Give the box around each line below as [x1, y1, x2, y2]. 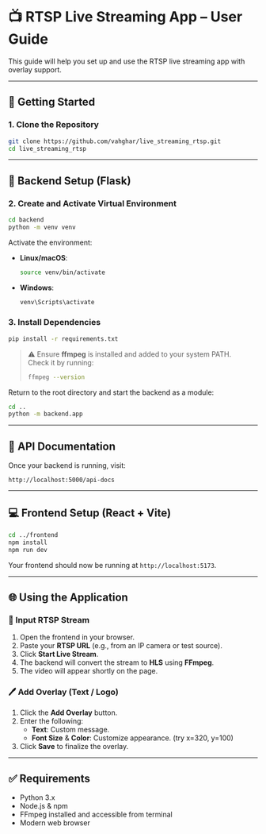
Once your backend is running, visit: [8, 461, 127, 470]
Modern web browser [19, 818, 91, 828]
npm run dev [8, 546, 47, 554]
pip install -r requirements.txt [8, 334, 119, 343]
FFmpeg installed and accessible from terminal [19, 809, 173, 820]
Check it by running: [27, 357, 94, 367]
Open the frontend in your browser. [19, 632, 135, 642]
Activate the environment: [8, 237, 93, 247]
